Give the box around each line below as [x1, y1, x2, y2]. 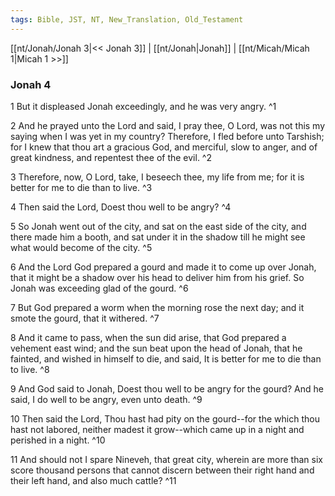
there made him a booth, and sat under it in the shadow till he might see [10, 231, 306, 243]
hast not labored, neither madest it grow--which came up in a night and [10, 423, 305, 435]
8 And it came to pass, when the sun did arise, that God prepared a [10, 331, 287, 343]
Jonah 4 [10, 77, 52, 91]
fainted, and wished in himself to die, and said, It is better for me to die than [10, 352, 322, 365]
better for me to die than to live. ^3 [10, 181, 153, 193]
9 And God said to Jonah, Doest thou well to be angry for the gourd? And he [10, 382, 324, 395]
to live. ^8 [10, 363, 50, 375]
